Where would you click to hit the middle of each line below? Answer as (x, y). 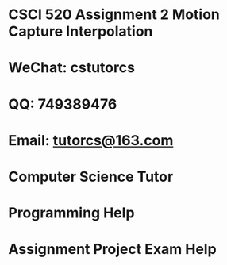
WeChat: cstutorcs (71, 68)
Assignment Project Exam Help (112, 250)
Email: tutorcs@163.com (91, 140)
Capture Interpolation (81, 31)
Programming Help (71, 213)
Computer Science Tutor (91, 177)
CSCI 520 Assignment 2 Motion (114, 15)
